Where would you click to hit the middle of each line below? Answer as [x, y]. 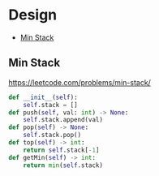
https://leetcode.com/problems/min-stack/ [80, 82]
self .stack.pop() [52, 135]
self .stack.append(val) [63, 120]
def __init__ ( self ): [43, 97]
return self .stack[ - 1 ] [61, 150]
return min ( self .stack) [63, 165]
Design [33, 15]
